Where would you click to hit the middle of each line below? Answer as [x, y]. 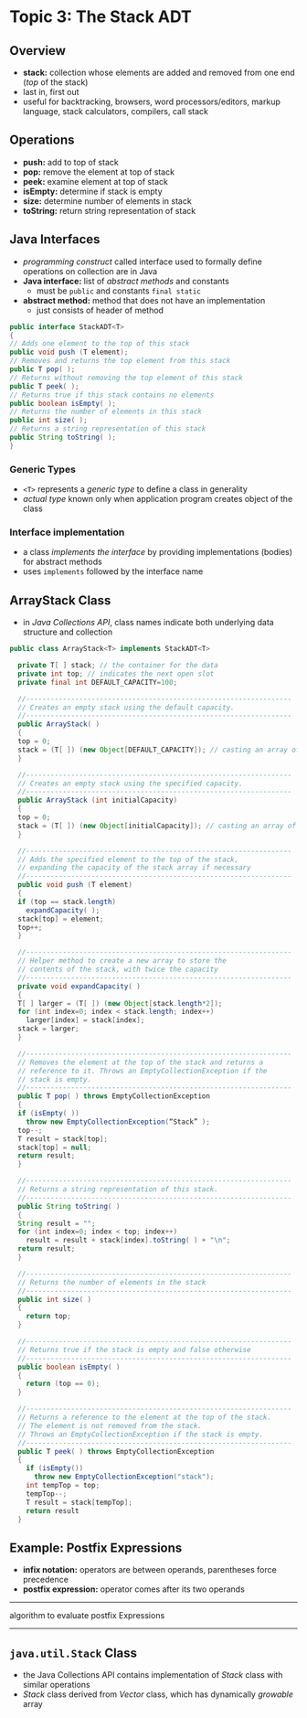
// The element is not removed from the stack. [110, 1425]
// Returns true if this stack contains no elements [112, 395]
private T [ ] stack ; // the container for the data [118, 666]
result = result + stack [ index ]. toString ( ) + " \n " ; [128, 1241]
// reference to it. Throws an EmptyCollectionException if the [143, 1071]
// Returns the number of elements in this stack [106, 412]
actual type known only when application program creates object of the [158, 499]
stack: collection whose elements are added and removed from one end [159, 72]
